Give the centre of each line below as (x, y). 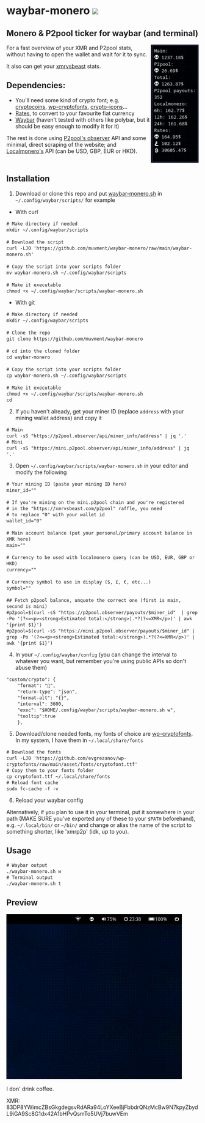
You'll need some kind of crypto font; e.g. (67, 100)
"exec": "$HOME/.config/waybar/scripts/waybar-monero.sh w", (96, 710)
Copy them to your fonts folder (53, 770)
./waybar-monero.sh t (34, 884)
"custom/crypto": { (31, 680)
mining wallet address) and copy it (58, 418)
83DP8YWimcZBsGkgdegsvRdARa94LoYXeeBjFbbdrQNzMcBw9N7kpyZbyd (102, 1107)
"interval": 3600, (41, 704)
